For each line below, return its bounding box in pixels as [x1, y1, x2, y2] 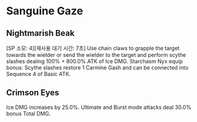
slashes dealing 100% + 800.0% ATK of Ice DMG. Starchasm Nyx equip [6, 58, 183, 65]
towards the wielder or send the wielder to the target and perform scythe [6, 51, 186, 58]
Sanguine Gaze [6, 4, 83, 18]
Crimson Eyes [6, 88, 60, 98]
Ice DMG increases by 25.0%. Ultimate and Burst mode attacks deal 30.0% [6, 103, 192, 111]
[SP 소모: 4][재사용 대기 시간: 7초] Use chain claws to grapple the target [6, 45, 180, 51]
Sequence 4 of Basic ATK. [6, 71, 71, 77]
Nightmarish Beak [6, 28, 75, 38]
